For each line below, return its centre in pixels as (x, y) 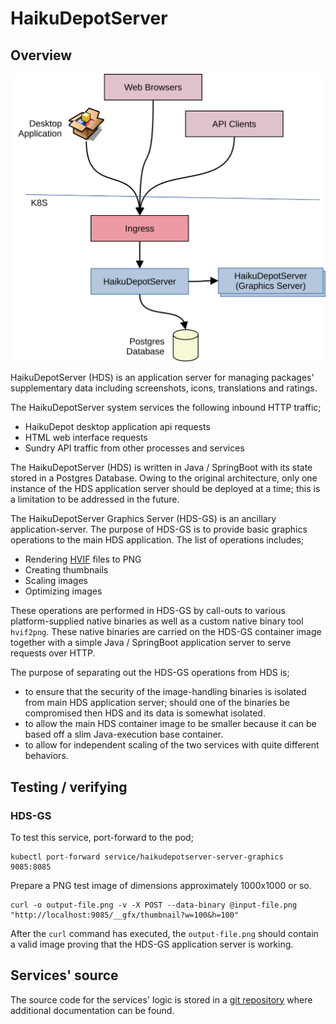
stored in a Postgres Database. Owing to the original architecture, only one (164, 478)
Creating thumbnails (66, 570)
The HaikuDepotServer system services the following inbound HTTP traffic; (166, 408)
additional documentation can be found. (92, 1010)
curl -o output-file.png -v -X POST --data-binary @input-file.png (154, 905)
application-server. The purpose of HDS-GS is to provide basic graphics (159, 529)
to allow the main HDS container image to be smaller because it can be (170, 724)
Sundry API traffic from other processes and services (134, 448)
